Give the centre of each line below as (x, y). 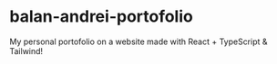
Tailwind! (26, 50)
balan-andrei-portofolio (101, 17)
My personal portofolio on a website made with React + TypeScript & (138, 41)
